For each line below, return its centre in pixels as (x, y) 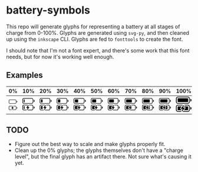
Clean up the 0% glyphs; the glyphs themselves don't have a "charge (99, 150)
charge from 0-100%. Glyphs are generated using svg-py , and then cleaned (98, 32)
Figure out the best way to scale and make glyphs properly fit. (90, 144)
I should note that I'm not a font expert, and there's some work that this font (98, 50)
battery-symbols (48, 10)
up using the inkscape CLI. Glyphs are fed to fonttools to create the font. (95, 39)
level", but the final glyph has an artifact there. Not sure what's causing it (103, 157)
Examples (24, 75)
